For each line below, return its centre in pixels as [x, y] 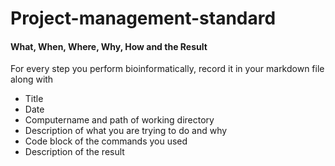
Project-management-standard [143, 18]
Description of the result [74, 152]
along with [32, 79]
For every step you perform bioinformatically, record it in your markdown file [167, 69]
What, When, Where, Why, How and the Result [109, 46]
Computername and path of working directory [119, 120]
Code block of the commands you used [106, 141]
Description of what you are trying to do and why [126, 131]
